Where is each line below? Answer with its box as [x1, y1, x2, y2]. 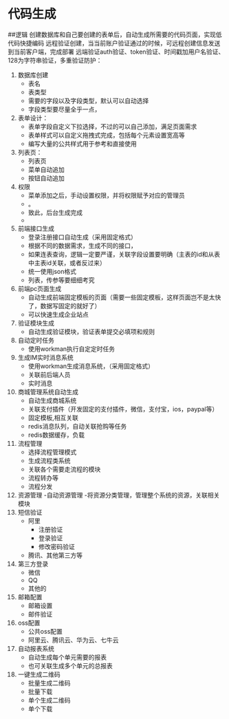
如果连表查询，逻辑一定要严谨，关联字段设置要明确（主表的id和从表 [28, 250, 221, 258]
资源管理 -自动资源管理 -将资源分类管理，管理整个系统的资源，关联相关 [17, 491, 220, 499]
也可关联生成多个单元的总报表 [28, 661, 113, 669]
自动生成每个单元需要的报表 [28, 653, 107, 661]
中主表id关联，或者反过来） [28, 259, 106, 267]
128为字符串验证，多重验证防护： [8, 56, 102, 64]
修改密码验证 [38, 542, 75, 550]
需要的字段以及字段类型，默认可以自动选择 [28, 96, 149, 105]
